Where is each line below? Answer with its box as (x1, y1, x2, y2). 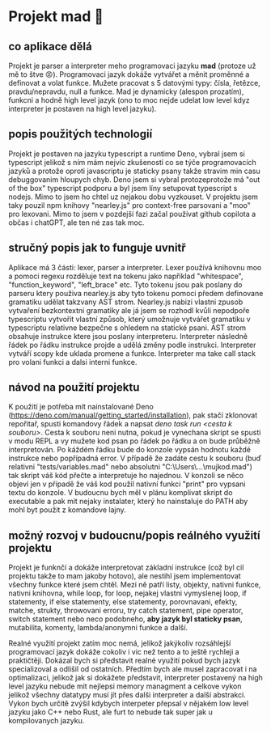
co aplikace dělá (8, 40, 92, 53)
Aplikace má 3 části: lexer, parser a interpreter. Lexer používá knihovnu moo (8, 262, 262, 272)
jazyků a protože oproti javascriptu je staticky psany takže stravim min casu (8, 166, 260, 176)
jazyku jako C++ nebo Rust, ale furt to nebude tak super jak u (8, 707, 213, 717)
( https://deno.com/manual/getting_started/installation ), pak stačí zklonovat (8, 410, 258, 420)
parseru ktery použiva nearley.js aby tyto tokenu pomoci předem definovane (8, 288, 264, 298)
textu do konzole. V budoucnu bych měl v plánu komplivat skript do (8, 488, 233, 498)
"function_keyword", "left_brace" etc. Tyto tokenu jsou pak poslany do (8, 279, 243, 290)
